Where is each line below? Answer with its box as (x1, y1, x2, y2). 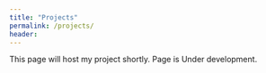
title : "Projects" (9, 12, 78, 22)
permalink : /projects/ (9, 21, 94, 30)
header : (9, 29, 39, 38)
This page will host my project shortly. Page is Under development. (9, 54, 258, 65)
